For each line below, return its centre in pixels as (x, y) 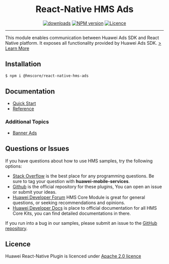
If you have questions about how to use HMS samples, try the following (79, 161)
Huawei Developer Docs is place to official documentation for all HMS (84, 208)
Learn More (17, 48)
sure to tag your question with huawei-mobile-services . (71, 181)
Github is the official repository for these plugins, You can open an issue (87, 187)
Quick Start (24, 104)
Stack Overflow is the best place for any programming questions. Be (83, 176)
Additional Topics (27, 122)
